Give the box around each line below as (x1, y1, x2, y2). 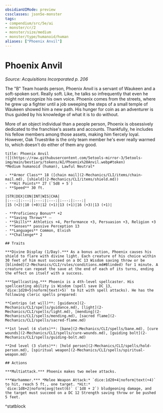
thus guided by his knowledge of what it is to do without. (5, 111, 119, 117)
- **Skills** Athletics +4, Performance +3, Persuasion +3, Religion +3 (5, 219, 156, 225)
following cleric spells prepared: (5, 292, 78, 297)
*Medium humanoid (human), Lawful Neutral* (5, 164, 95, 169)
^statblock (5, 403, 26, 409)
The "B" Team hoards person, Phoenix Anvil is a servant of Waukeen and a (5, 85, 155, 91)
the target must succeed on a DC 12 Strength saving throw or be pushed (5, 390, 156, 395)
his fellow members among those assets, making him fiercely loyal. (5, 131, 140, 137)
